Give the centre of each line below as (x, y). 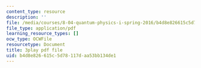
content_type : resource (36, 12)
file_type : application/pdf (41, 28)
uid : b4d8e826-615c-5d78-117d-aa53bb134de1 (61, 56)
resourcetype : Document (36, 45)
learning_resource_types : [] (42, 34)
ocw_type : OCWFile (29, 39)
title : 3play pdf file (34, 50)
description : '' (26, 17)
